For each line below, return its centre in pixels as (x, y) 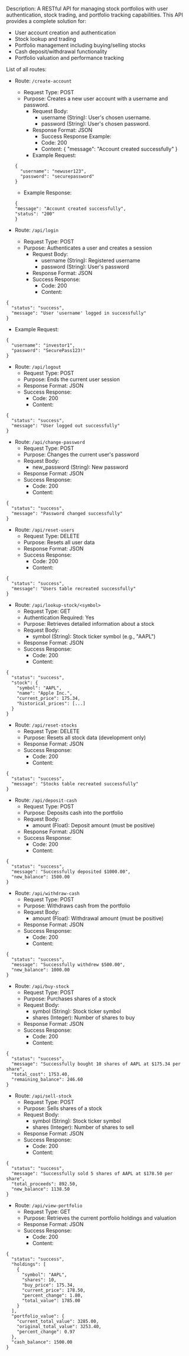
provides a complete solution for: (46, 21)
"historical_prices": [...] (51, 703)
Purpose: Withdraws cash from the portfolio (77, 906)
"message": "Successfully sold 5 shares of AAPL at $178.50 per (92, 1173)
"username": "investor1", (43, 346)
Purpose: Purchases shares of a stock (70, 999)
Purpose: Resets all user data (59, 542)
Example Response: (48, 193)
